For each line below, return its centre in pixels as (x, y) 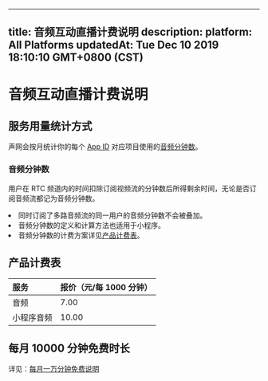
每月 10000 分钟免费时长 (69, 348)
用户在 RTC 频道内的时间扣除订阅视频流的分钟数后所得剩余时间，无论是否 (129, 188)
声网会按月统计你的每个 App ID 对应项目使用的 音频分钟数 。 (105, 147)
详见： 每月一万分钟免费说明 (54, 369)
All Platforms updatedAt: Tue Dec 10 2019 (114, 45)
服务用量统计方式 (50, 126)
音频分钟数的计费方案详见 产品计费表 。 (81, 235)
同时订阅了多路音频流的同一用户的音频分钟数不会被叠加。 (113, 215)
